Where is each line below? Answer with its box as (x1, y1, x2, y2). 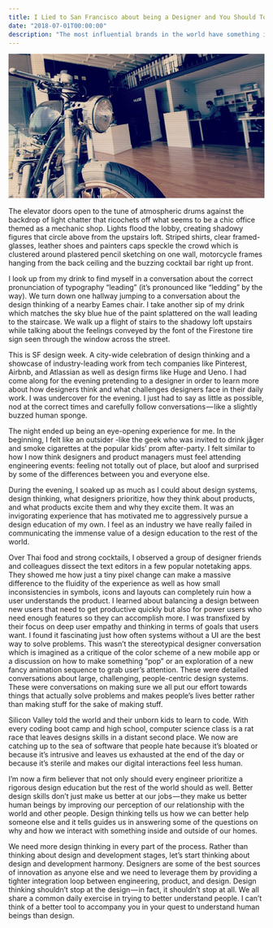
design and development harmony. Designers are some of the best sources (8, 858, 261, 869)
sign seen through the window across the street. (8, 334, 171, 344)
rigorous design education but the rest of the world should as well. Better (8, 783, 253, 792)
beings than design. (8, 910, 75, 920)
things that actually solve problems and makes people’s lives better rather (8, 691, 255, 700)
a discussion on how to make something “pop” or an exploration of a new (8, 656, 253, 666)
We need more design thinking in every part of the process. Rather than (8, 841, 249, 851)
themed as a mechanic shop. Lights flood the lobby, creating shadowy (8, 223, 244, 233)
